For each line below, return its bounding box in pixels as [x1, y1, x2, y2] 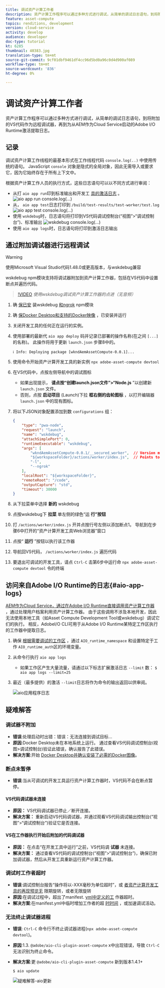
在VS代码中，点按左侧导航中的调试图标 [12, 369, 92, 375]
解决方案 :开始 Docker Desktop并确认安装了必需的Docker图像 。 [12, 752, 140, 758]
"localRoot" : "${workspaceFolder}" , [22, 473, 96, 478]
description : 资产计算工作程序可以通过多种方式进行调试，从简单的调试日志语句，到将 [5, 12, 158, 17]
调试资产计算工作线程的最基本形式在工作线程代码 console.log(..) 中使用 [5, 157, 153, 163]
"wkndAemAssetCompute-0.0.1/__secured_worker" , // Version [30, 450, 156, 455]
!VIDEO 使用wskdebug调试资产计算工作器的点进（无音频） [17, 292, 136, 297]
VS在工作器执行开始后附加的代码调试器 [5, 832, 85, 838]
